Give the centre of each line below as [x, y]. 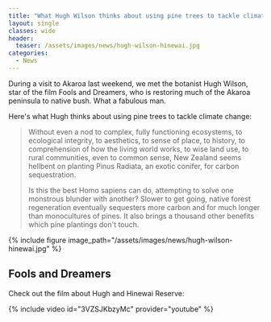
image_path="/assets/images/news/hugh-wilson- [150, 240]
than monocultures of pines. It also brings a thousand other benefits [141, 216]
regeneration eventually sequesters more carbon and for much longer [144, 207]
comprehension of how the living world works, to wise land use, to [138, 149]
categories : [28, 53]
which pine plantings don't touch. [83, 224]
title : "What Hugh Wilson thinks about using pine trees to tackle [124, 16]
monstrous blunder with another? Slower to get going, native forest [140, 199]
